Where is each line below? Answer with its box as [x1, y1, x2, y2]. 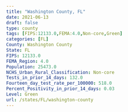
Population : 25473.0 [6, 63, 57, 70]
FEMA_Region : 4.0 [6, 58, 49, 64]
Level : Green [6, 91, 38, 97]
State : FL [6, 47, 31, 53]
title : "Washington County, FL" [6, 8, 86, 15]
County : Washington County [6, 42, 73, 48]
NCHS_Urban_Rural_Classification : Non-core [6, 69, 115, 75]
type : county [6, 25, 38, 31]
